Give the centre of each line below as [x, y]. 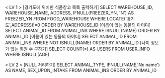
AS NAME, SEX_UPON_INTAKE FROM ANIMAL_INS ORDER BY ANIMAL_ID [81, 70]
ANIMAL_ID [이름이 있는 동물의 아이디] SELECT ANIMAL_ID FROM [71, 37]
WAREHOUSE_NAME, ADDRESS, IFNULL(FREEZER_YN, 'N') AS [70, 13]
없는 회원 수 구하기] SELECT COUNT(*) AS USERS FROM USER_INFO [80, 49]
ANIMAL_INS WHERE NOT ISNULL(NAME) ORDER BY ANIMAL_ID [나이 [78, 43]
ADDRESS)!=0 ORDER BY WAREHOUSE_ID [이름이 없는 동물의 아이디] [81, 25]
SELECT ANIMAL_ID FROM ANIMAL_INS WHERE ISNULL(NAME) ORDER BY [82, 31]
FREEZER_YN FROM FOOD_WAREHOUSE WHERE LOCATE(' [66, 19]
